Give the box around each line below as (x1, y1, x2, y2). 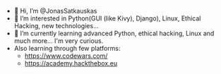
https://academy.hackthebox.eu (24, 59, 118, 67)
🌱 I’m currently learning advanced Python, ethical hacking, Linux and (13, 29, 215, 37)
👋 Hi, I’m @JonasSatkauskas (13, 7, 97, 15)
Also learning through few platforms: (13, 44, 121, 52)
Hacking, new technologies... (13, 22, 99, 30)
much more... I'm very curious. (13, 37, 104, 45)
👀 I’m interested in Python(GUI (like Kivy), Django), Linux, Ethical (13, 14, 201, 23)
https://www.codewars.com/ (24, 51, 108, 60)
